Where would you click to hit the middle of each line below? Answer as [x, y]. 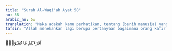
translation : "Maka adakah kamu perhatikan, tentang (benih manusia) [81, 24]
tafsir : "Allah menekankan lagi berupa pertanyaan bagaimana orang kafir [86, 29]
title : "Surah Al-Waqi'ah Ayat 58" [43, 10]
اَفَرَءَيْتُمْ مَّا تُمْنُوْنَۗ [24, 43]
